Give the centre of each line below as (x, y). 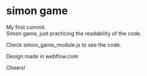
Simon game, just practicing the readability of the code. (74, 33)
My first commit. (26, 27)
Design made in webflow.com (42, 56)
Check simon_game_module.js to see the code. (64, 45)
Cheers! (16, 67)
